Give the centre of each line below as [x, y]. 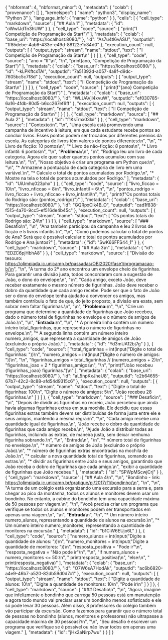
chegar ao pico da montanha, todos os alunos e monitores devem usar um [82, 493]
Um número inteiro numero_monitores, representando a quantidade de [78, 525]
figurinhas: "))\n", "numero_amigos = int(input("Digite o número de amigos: [83, 354]
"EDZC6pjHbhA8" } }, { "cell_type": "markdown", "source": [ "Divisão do [79, 253]
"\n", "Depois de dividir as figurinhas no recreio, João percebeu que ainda [82, 402]
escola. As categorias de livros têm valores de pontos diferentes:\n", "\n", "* [83, 141]
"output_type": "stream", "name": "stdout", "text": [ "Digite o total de [76, 386]
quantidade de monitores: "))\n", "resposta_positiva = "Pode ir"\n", [74, 547]
